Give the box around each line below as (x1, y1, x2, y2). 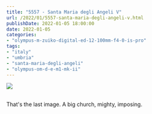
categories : (6, 32, 37, 38)
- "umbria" (6, 55, 34, 61)
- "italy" (6, 49, 32, 55)
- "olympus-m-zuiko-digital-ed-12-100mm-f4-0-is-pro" (6, 37, 147, 44)
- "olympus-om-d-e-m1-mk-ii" (6, 66, 81, 72)
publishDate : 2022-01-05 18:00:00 (6, 20, 95, 26)
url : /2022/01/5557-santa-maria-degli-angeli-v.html (6, 15, 144, 21)
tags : (6, 44, 20, 50)
